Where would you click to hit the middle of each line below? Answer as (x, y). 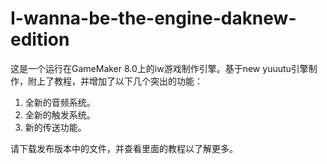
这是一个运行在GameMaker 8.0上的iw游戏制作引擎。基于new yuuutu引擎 (159, 68)
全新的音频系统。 (60, 102)
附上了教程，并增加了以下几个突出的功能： (115, 81)
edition (40, 39)
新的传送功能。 (55, 127)
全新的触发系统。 (60, 114)
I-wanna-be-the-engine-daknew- (153, 18)
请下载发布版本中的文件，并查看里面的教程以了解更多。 (124, 148)
